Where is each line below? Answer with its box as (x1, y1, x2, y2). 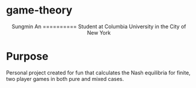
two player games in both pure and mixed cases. (6, 75, 124, 82)
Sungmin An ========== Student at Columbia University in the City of (11, 23, 187, 30)
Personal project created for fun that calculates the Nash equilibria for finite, (6, 69, 191, 76)
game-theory (6, 4, 72, 17)
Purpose (6, 50, 49, 63)
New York (87, 29, 111, 36)
